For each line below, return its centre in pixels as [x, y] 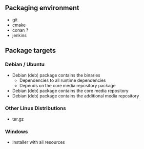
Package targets [31, 51]
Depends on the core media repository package [67, 85]
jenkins [19, 35]
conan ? [20, 30]
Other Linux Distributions [36, 108]
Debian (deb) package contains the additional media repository [75, 96]
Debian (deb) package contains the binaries [56, 75]
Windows [17, 131]
